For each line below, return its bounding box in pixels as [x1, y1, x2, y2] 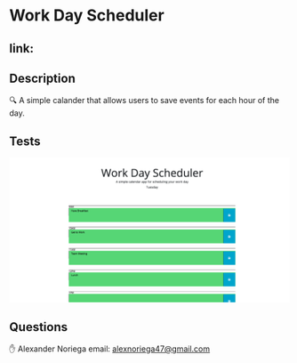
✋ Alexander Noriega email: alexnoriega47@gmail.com [9, 343, 211, 354]
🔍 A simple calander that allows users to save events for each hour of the [9, 95, 280, 106]
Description [9, 70, 76, 85]
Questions [9, 319, 68, 335]
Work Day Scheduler [9, 5, 165, 26]
